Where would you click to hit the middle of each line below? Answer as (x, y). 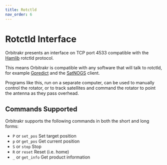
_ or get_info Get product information (51, 157)
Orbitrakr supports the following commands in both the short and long (77, 121)
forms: (12, 126)
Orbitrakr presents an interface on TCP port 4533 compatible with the (77, 53)
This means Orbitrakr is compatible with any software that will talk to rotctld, (84, 68)
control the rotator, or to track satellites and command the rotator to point (80, 88)
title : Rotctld (21, 10)
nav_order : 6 (19, 14)
